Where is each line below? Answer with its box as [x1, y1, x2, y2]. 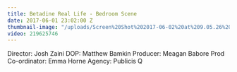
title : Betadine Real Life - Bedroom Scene [7, 10, 138, 18]
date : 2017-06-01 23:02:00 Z [7, 17, 93, 24]
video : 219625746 [7, 30, 59, 37]
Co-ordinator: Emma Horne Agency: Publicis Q [7, 57, 143, 66]
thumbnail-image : [7, 23, 59, 30]
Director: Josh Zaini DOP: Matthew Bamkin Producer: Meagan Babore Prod [7, 49, 225, 58]
